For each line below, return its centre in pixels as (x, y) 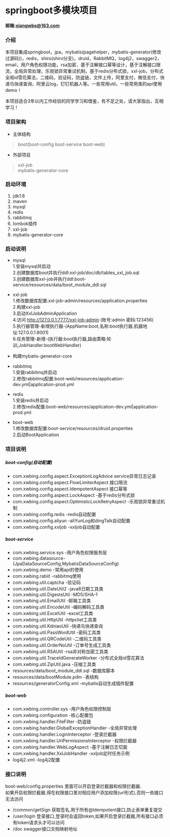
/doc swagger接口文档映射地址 (45, 829)
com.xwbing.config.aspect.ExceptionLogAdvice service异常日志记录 (84, 476)
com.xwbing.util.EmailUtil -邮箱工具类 (52, 600)
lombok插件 (25, 223)
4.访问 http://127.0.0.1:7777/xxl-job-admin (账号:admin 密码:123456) (83, 320)
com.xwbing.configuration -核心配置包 (53, 715)
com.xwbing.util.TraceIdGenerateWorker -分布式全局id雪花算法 (78, 658)
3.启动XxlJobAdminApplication (45, 313)
